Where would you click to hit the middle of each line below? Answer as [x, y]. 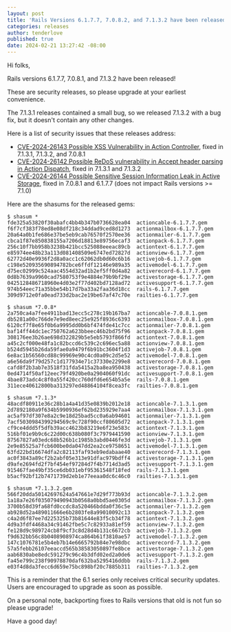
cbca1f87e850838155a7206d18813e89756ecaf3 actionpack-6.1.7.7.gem [106, 241]
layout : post [26, 13]
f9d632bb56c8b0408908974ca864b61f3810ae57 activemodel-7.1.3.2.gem [107, 537]
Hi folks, [19, 65]
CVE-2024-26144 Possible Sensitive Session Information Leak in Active [119, 176]
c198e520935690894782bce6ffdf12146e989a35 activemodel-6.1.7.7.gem [107, 265]
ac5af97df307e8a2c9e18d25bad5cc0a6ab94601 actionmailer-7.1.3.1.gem [109, 416]
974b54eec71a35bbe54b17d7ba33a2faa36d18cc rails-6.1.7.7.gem [98, 289]
